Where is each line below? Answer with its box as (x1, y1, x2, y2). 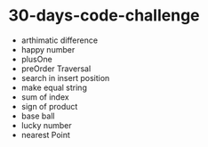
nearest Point (20, 129, 70, 140)
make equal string (20, 82, 88, 93)
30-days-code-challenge (8, 5, 201, 26)
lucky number (20, 119, 72, 130)
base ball (20, 110, 55, 121)
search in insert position (20, 72, 110, 83)
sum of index (20, 91, 69, 102)
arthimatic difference (20, 35, 99, 45)
